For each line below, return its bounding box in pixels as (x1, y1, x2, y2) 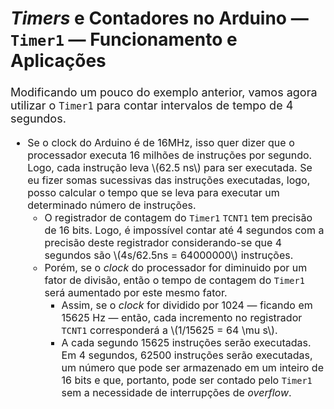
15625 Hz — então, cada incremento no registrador (61, 311, 303, 325)
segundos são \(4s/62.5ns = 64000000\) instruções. (44, 248, 294, 262)
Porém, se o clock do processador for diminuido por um (44, 261, 308, 275)
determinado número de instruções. (27, 198, 197, 212)
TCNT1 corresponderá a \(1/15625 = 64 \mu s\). (61, 323, 278, 337)
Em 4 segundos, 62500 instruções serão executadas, (61, 348, 313, 362)
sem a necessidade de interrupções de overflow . (61, 386, 292, 400)
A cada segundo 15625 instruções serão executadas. (61, 336, 312, 350)
